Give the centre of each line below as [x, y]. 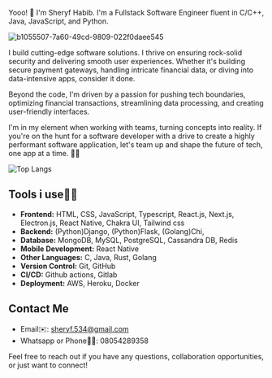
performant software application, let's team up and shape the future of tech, [136, 145]
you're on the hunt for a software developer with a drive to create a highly [132, 136]
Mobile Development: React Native [80, 249]
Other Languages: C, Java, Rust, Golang [88, 257]
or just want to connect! [48, 365]
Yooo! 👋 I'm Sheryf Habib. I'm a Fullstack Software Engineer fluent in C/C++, [136, 13]
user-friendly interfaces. [49, 111]
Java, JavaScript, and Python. [58, 21]
